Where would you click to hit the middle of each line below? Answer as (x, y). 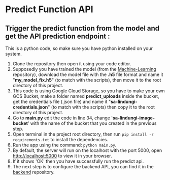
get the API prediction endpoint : (58, 36)
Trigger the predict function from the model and (82, 28)
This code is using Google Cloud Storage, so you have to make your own (89, 91)
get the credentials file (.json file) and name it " (61, 101)
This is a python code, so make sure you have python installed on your (79, 48)
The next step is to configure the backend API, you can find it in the (83, 166)
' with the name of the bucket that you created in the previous (92, 123)
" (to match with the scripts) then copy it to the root (101, 107)
